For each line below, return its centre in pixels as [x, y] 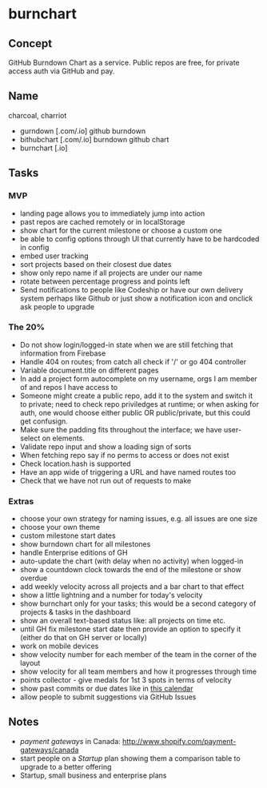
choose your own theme [60, 527]
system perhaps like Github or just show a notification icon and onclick [136, 298]
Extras [21, 501]
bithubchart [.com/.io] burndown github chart [94, 139]
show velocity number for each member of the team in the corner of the [138, 655]
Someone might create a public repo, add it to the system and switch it [136, 396]
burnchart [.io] [44, 148]
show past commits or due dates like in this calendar [106, 689]
